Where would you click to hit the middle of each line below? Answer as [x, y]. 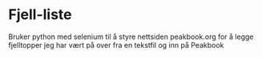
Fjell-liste [40, 15]
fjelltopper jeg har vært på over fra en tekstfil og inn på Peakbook [116, 44]
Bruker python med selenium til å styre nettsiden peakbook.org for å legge [131, 37]
